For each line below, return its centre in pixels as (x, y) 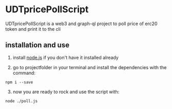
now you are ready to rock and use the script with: (66, 92)
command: (24, 73)
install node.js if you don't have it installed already (66, 57)
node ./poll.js (22, 101)
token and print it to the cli (33, 29)
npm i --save (19, 82)
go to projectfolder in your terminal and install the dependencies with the (90, 67)
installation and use (37, 45)
